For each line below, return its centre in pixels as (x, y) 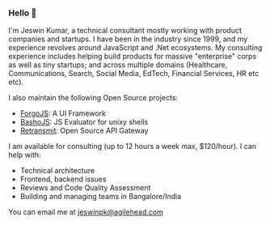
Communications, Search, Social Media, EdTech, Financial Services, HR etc (134, 74)
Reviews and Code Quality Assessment (85, 188)
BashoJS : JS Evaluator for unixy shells (84, 122)
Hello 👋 (23, 13)
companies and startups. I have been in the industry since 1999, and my (128, 39)
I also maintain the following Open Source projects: (93, 98)
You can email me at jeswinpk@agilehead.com (86, 212)
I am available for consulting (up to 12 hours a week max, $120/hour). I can (133, 146)
